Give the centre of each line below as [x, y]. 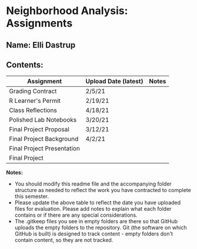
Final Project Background [44, 139]
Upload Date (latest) [114, 82]
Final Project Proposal [39, 129]
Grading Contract [33, 91]
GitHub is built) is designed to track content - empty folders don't [94, 234]
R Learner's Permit [35, 101]
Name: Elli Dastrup [41, 45]
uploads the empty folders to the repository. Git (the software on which [101, 228]
